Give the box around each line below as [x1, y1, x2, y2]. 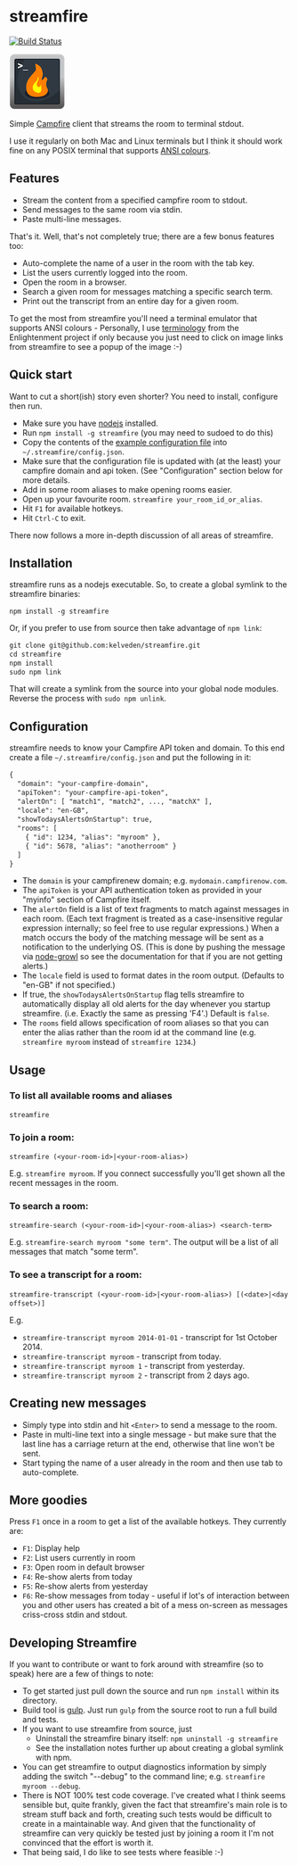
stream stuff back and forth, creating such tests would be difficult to [21, 1809, 272, 1820]
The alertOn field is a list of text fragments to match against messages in [21, 904, 289, 915]
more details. [21, 475, 71, 485]
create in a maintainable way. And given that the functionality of [21, 1819, 256, 1829]
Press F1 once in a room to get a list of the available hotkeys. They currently [9, 1516, 287, 1527]
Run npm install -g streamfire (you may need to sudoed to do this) [21, 427, 274, 438]
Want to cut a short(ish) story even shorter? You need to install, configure [9, 391, 278, 402]
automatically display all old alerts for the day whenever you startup [21, 999, 271, 1009]
